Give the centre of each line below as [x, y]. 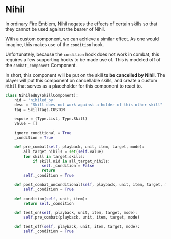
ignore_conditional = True [43, 133]
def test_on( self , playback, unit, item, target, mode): [76, 213]
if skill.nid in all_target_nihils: [71, 161]
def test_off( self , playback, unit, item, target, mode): [77, 227]
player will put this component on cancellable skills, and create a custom [81, 80]
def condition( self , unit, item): [51, 199]
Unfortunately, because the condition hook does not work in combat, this [82, 54]
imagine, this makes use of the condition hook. [55, 44]
